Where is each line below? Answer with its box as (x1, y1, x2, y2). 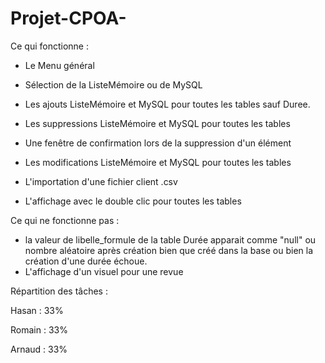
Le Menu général (24, 59, 95, 71)
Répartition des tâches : (10, 285, 108, 297)
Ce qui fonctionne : (10, 40, 89, 52)
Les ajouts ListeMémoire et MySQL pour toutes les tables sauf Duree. (24, 98, 311, 110)
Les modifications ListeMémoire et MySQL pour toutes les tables (24, 156, 292, 168)
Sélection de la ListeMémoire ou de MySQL (24, 78, 203, 91)
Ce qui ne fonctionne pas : (10, 214, 120, 226)
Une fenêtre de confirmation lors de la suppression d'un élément (24, 137, 292, 149)
